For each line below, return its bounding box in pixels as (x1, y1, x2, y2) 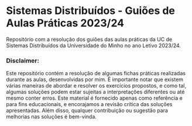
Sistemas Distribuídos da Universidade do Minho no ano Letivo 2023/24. (6, 42, 181, 49)
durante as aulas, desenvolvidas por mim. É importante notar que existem (6, 76, 183, 83)
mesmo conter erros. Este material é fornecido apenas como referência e (6, 94, 183, 101)
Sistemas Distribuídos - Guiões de (6, 4, 176, 17)
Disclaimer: (6, 57, 40, 65)
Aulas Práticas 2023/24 (6, 16, 125, 30)
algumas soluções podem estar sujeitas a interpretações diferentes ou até (6, 89, 185, 96)
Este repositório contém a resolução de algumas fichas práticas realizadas (6, 70, 186, 77)
